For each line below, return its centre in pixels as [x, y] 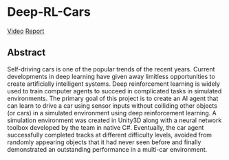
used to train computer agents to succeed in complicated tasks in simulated [115, 91]
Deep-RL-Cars [49, 12]
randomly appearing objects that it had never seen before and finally [104, 142]
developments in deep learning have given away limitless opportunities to [111, 76]
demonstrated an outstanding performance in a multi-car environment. [107, 149]
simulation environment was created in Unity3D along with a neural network [115, 120]
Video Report [26, 31]
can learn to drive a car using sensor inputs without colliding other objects [112, 105]
